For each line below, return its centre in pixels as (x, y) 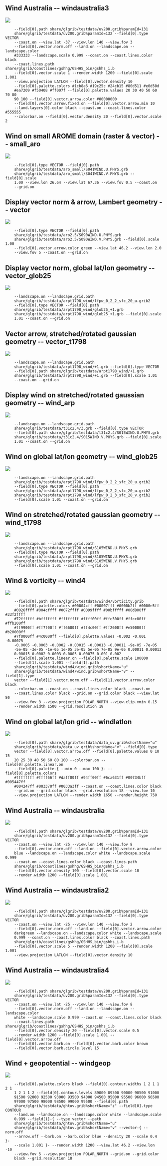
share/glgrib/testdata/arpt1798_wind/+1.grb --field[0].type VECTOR (87, 367)
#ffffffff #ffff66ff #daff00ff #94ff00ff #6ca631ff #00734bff (80, 778)
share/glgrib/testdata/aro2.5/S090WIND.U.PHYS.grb (68, 235)
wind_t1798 (23, 523)
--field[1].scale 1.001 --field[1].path (57, 663)
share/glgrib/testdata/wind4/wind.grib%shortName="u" (71, 667)
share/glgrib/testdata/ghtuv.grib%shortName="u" (66, 1124)
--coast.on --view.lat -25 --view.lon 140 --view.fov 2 (74, 924)
